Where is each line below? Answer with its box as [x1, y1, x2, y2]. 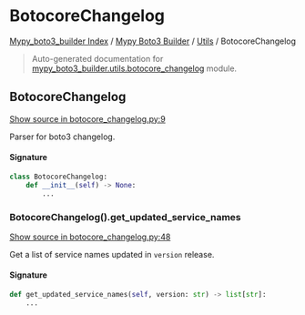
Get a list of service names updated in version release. [9, 249, 215, 259]
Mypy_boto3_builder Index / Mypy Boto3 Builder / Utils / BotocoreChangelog [9, 36, 297, 46]
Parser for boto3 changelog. [9, 131, 116, 142]
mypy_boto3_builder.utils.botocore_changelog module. [31, 63, 238, 74]
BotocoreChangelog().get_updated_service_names [9, 210, 241, 223]
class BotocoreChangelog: [9, 172, 107, 181]
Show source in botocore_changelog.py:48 [9, 231, 171, 242]
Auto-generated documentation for [31, 53, 164, 64]
